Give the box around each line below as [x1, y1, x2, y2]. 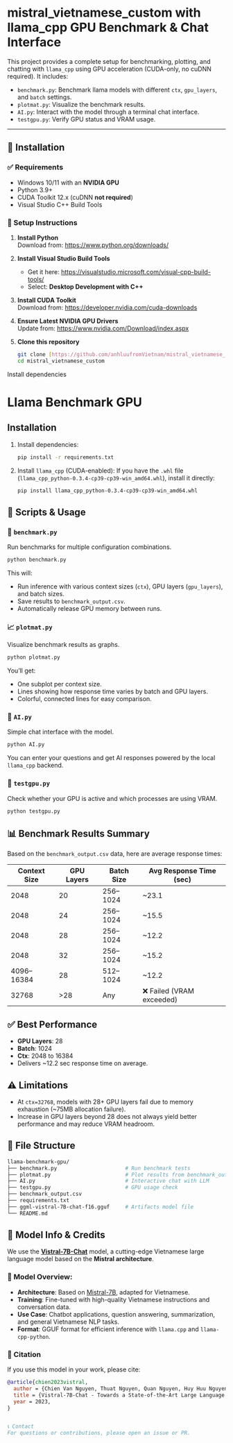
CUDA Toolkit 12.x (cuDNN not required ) [17, 193, 134, 201]
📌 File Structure [7, 1140, 76, 1151]
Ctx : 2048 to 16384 [17, 1052, 74, 1060]
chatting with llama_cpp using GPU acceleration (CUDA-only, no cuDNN [7, 65, 212, 73]
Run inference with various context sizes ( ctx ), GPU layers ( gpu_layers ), [17, 582, 223, 591]
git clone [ [17, 351, 52, 358]
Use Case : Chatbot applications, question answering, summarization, [17, 1310, 216, 1318]
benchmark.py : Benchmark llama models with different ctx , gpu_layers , [17, 85, 217, 94]
